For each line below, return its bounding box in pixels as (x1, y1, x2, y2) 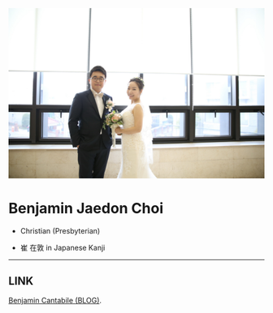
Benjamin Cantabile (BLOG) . (8, 296, 102, 306)
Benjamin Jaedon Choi (8, 199, 164, 217)
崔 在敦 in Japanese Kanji (19, 242, 106, 252)
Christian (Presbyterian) (19, 225, 101, 235)
